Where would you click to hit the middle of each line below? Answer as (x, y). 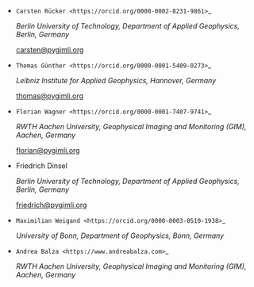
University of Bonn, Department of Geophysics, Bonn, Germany (120, 235)
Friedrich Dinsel (41, 166)
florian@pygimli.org (48, 150)
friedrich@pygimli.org (51, 205)
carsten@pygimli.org (50, 50)
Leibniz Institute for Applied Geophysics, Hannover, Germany (116, 80)
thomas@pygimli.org (50, 96)
